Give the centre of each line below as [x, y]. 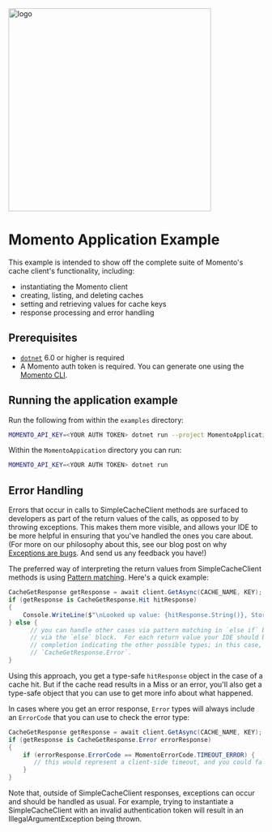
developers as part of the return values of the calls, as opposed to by [123, 519]
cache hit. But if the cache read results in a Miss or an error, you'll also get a [135, 684]
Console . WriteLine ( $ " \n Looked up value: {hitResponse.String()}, [136, 615]
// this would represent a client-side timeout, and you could [142, 762]
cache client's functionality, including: [72, 270]
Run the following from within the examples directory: [96, 420]
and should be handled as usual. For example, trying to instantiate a [121, 802]
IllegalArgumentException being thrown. [75, 819]
